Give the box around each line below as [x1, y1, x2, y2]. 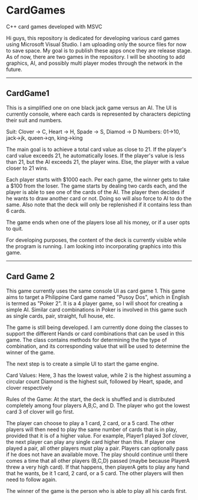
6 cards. [6, 207, 27, 214]
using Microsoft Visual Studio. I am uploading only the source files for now [6, 41, 187, 48]
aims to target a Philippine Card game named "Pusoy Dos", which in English [6, 293, 190, 301]
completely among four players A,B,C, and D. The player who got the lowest [6, 402, 190, 409]
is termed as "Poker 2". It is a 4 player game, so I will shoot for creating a [6, 300, 183, 307]
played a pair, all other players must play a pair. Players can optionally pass [6, 445, 189, 452]
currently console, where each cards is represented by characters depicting [6, 110, 191, 117]
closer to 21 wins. [6, 165, 49, 172]
